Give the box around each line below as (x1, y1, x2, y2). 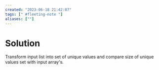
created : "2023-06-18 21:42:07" (5, 7, 72, 12)
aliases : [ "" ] (5, 16, 35, 21)
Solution (5, 37, 40, 49)
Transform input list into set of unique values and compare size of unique (5, 54, 154, 60)
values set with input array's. (5, 59, 64, 65)
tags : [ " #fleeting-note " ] (5, 12, 63, 17)
